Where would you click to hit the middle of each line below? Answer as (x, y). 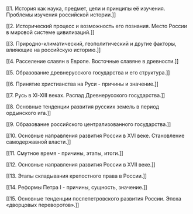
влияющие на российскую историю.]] (54, 50)
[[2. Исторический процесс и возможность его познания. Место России (96, 26)
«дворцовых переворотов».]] (43, 205)
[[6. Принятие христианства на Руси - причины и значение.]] (82, 84)
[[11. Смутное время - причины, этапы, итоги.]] (65, 153)
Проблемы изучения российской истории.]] (61, 15)
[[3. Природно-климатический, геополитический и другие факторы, (91, 44)
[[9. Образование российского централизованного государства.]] (89, 124)
